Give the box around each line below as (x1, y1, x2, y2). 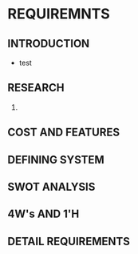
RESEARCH (7, 81, 65, 95)
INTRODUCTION (7, 37, 90, 50)
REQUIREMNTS (7, 5, 111, 23)
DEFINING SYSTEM (7, 153, 104, 167)
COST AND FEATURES (7, 126, 120, 139)
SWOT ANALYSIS (7, 179, 96, 193)
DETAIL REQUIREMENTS (7, 234, 131, 248)
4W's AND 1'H (7, 208, 80, 221)
